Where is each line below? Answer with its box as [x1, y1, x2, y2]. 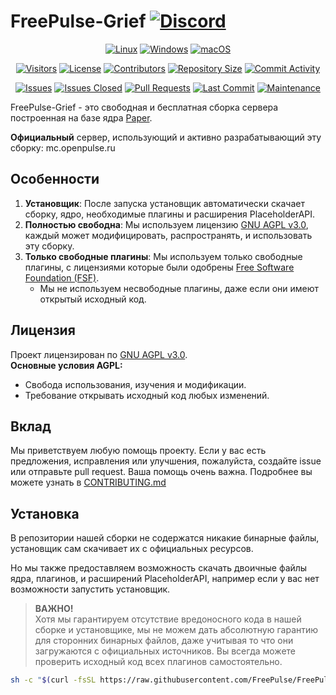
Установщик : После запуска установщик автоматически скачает [24, 197, 305, 209]
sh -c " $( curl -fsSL [10, 675, 97, 685]
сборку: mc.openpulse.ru [10, 141, 116, 154]
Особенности [10, 171, 100, 188]
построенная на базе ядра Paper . [10, 111, 153, 124]
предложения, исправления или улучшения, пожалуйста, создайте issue [10, 455, 322, 467]
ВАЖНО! [34, 603, 74, 615]
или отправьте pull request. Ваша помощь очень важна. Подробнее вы [10, 466, 313, 478]
